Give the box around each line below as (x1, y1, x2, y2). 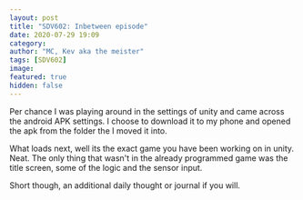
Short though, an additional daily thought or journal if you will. (9, 179, 241, 191)
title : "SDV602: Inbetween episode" (9, 22, 148, 31)
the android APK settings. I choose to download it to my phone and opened (9, 115, 291, 126)
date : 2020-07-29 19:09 (9, 30, 100, 39)
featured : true (9, 73, 67, 82)
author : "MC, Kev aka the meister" (9, 47, 145, 56)
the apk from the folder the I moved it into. (9, 125, 168, 136)
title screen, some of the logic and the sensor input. (9, 162, 203, 173)
